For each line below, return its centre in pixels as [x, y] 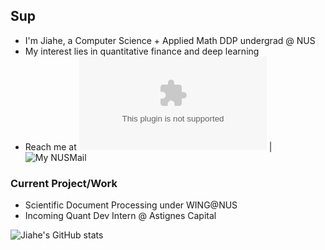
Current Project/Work [64, 183]
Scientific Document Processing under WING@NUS [131, 205]
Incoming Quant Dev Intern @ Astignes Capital [120, 216]
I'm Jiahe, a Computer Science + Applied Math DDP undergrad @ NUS [170, 40]
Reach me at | [148, 146]
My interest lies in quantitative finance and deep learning [142, 51]
